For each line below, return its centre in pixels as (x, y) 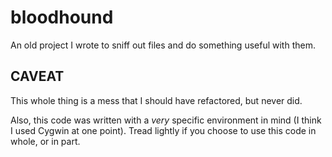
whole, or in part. (45, 141)
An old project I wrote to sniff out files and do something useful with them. (163, 45)
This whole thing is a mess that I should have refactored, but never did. (156, 100)
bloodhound (62, 17)
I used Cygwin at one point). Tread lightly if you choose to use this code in (163, 130)
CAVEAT (37, 76)
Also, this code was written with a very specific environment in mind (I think (166, 120)
